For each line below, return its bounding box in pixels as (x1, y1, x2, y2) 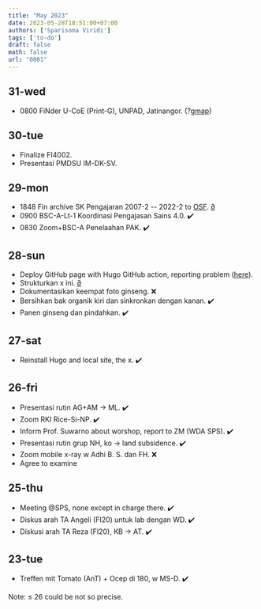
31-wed (8, 85, 46, 99)
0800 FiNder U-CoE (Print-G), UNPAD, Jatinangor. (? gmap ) (19, 106, 212, 115)
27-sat (8, 334, 42, 347)
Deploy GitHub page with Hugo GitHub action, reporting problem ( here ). (19, 270, 254, 279)
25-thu (8, 482, 43, 495)
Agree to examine (19, 458, 77, 467)
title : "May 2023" (8, 11, 69, 20)
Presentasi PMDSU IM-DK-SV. (19, 158, 117, 168)
